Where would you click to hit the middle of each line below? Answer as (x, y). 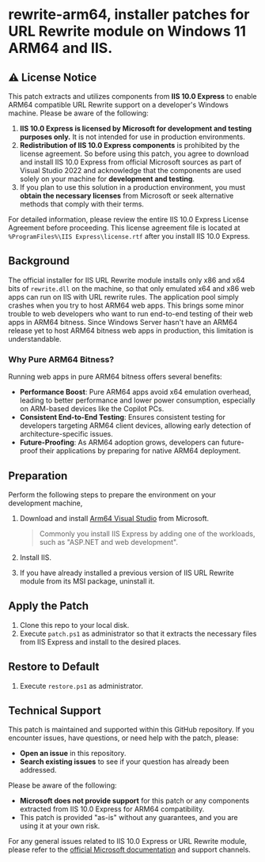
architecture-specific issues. (66, 434)
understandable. (35, 338)
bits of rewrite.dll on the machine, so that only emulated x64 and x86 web (132, 288)
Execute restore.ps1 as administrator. (81, 686)
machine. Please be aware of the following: (78, 113)
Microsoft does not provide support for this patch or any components (134, 801)
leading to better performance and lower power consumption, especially (137, 400)
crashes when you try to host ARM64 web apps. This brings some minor (126, 305)
